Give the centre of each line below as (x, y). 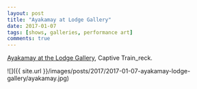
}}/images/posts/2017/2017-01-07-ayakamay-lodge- (117, 71)
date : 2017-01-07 (32, 26)
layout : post (26, 13)
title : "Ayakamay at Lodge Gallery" (59, 20)
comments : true (29, 39)
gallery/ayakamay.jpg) (38, 78)
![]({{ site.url (24, 71)
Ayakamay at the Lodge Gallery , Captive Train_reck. (80, 58)
